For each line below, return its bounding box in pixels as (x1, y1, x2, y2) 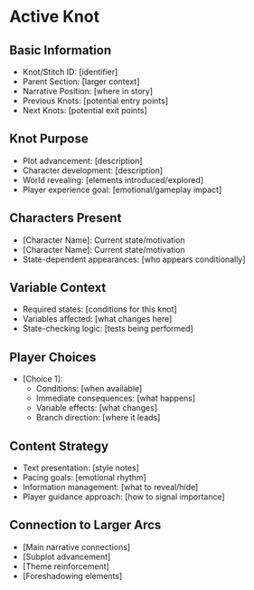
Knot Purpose (9, 131, 89, 147)
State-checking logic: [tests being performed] (22, 324, 194, 334)
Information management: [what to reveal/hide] (22, 482, 199, 493)
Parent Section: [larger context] (22, 76, 140, 87)
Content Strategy (9, 438, 109, 454)
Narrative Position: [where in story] (22, 86, 154, 96)
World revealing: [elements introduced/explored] (22, 174, 204, 185)
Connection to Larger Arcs (9, 517, 162, 533)
